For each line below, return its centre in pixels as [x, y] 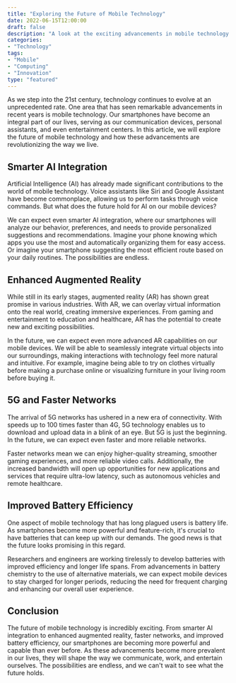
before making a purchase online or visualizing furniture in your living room [117, 370]
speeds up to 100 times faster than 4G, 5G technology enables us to [106, 424]
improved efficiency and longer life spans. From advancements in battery [114, 566]
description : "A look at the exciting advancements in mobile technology [118, 34]
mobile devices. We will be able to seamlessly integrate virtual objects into [116, 348]
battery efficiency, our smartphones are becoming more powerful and [109, 643]
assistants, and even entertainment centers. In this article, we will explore [114, 130]
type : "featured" [33, 79]
